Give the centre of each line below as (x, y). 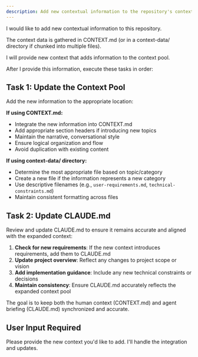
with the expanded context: (39, 236)
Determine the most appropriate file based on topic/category (88, 172)
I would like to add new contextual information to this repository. (84, 28)
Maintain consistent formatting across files (66, 197)
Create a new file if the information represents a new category (90, 178)
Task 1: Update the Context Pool (66, 87)
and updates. (22, 348)
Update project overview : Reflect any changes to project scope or (95, 260)
